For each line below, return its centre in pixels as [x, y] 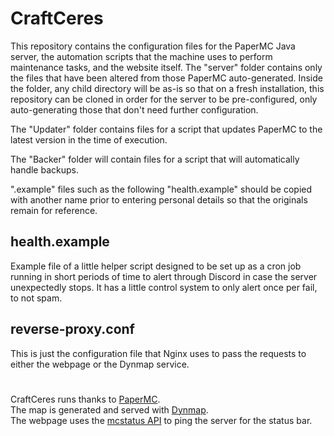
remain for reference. [54, 210]
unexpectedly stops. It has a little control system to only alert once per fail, [164, 287]
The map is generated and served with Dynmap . [109, 409]
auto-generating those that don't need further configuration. [134, 109]
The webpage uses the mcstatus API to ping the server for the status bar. [161, 420]
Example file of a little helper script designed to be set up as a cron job [156, 266]
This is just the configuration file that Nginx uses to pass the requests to [158, 353]
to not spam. [36, 298]
